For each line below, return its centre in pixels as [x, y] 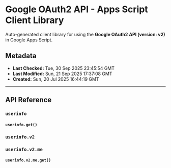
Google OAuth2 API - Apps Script [77, 9]
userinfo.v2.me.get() [28, 160]
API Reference [28, 100]
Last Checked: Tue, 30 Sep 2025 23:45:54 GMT [64, 68]
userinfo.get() [21, 125]
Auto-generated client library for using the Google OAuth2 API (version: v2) [85, 34]
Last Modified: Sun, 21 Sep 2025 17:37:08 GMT [62, 74]
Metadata [21, 56]
